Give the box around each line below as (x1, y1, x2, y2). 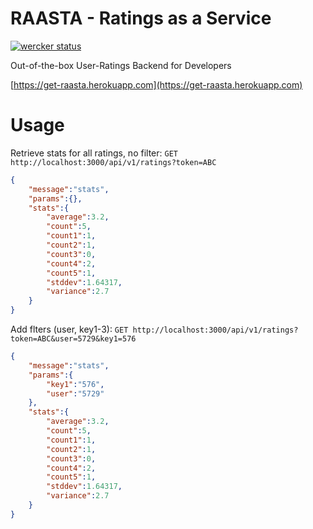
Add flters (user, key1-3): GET (10, 323, 129, 335)
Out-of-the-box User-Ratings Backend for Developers (10, 59, 232, 71)
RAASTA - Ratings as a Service (10, 7, 272, 30)
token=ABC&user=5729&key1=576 (10, 334, 137, 344)
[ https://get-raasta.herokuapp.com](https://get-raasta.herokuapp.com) (10, 78, 303, 91)
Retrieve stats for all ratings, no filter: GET (10, 147, 178, 159)
